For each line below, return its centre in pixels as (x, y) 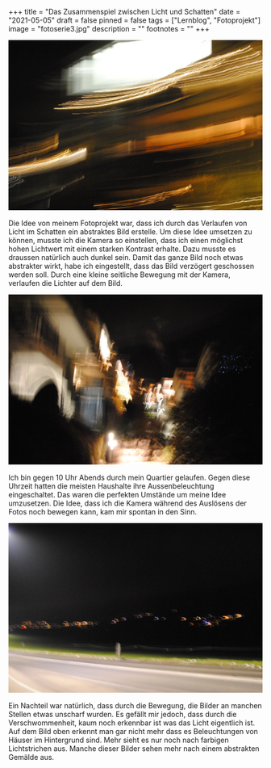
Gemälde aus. (31, 757)
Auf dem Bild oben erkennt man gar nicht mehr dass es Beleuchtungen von (133, 731)
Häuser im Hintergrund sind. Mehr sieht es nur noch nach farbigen (119, 740)
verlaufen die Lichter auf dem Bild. (66, 283)
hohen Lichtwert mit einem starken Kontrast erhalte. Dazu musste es (122, 249)
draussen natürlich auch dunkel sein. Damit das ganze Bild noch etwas (126, 258)
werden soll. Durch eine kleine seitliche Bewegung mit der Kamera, (120, 275)
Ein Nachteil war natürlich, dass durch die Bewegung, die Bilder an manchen (135, 705)
